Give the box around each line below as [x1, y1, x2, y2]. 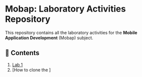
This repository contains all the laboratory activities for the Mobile [5, 30, 138, 35]
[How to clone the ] [12, 67, 51, 73]
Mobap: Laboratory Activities [5, 3, 126, 15]
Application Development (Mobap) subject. [5, 35, 93, 41]
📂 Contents [5, 49, 40, 57]
